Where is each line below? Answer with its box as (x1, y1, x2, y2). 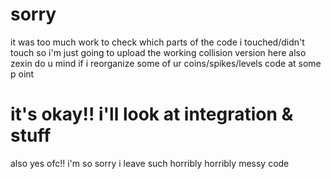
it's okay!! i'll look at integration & (10, 103, 294, 126)
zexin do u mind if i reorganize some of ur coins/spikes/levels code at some (10, 57, 322, 69)
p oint (10, 68, 35, 80)
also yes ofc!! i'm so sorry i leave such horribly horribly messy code (10, 157, 290, 169)
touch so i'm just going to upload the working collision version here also (10, 46, 307, 58)
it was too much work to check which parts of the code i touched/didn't (10, 36, 305, 48)
